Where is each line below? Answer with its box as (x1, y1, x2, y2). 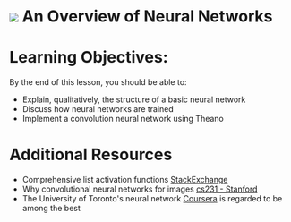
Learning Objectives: (9, 47, 168, 68)
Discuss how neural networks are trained (21, 104, 175, 115)
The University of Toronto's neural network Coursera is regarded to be (21, 193, 283, 204)
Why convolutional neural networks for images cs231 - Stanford (21, 184, 258, 194)
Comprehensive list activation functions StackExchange (21, 175, 228, 185)
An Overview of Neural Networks (21, 6, 273, 27)
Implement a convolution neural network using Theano (21, 114, 224, 124)
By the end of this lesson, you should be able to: (9, 77, 187, 88)
